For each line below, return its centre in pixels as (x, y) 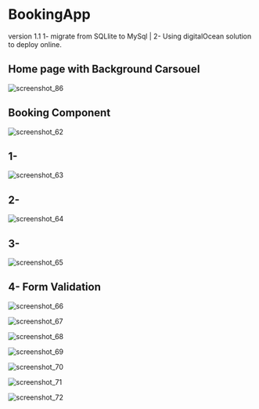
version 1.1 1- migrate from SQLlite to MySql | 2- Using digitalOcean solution (130, 36)
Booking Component (59, 113)
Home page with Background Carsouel (104, 69)
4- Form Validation (55, 287)
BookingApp (50, 15)
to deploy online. (35, 44)
